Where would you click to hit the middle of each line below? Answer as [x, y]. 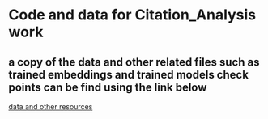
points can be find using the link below [108, 87]
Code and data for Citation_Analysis [132, 15]
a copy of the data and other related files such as [134, 62]
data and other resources [51, 106]
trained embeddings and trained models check [129, 74]
